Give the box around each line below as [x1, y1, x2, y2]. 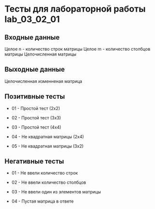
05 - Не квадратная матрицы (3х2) [11, 143, 84, 149]
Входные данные [4, 33, 60, 41]
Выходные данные [4, 65, 65, 74]
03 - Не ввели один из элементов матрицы [11, 189, 101, 195]
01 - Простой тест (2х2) [11, 105, 60, 111]
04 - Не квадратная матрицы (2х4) [11, 133, 84, 139]
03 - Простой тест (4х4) [11, 124, 62, 130]
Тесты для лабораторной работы [4, 3, 146, 15]
